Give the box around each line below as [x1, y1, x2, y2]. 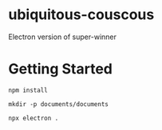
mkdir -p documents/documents [8, 100, 109, 108]
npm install [8, 86, 48, 94]
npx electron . [8, 114, 59, 122]
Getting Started [8, 60, 113, 78]
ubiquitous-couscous [8, 6, 155, 24]
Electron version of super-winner [8, 32, 117, 41]
